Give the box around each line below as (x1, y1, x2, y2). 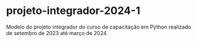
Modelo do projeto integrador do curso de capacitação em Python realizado (6, 23, 191, 30)
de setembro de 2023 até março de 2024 (6, 29, 107, 36)
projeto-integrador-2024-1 (6, 4, 141, 17)
